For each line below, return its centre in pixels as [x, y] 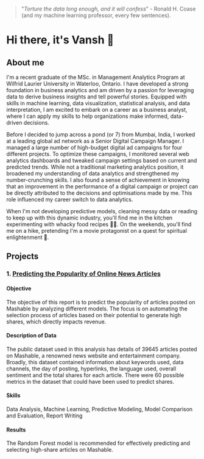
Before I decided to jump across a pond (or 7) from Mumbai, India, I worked [101, 134]
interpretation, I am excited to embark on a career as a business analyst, [97, 110]
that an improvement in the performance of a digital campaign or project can [102, 186]
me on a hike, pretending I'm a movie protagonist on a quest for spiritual [97, 231]
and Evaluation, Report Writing [44, 416]
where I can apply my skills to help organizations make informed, [88, 116]
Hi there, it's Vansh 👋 [60, 40]
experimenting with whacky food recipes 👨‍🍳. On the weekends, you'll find [99, 224]
